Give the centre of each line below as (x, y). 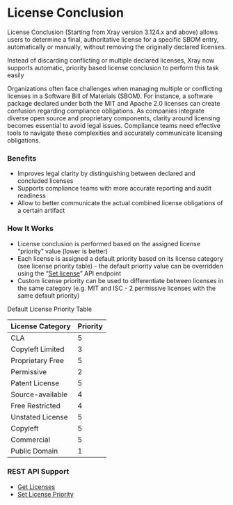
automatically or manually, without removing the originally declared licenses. (117, 47)
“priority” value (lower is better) (63, 251)
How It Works (31, 229)
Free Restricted (36, 406)
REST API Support (38, 472)
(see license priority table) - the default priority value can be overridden (120, 266)
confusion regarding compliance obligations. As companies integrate (106, 111)
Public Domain (34, 451)
